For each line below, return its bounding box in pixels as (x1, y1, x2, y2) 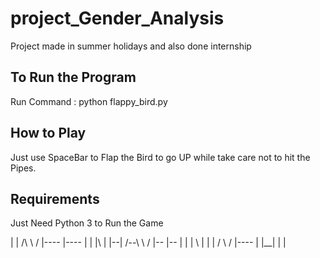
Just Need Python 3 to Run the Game (10, 217, 164, 229)
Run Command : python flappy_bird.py (10, 95, 168, 107)
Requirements (10, 190, 100, 207)
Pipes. (10, 162, 37, 174)
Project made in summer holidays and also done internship (10, 40, 252, 52)
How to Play (10, 125, 87, 142)
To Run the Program (10, 69, 137, 86)
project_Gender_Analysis (10, 7, 225, 30)
